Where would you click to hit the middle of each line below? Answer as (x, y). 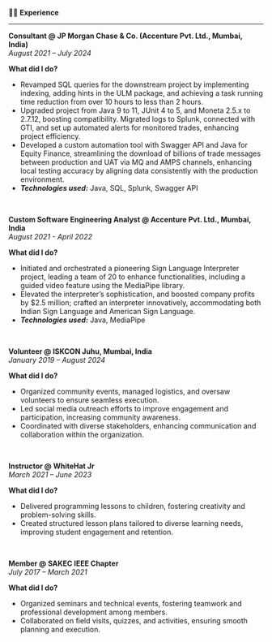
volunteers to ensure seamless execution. (89, 400)
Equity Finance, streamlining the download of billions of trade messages (140, 153)
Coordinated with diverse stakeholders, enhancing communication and (138, 426)
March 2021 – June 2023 (50, 474)
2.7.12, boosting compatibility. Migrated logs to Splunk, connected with (138, 119)
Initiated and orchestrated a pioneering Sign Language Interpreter (130, 268)
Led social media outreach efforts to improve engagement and (124, 409)
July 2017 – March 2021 (48, 572)
